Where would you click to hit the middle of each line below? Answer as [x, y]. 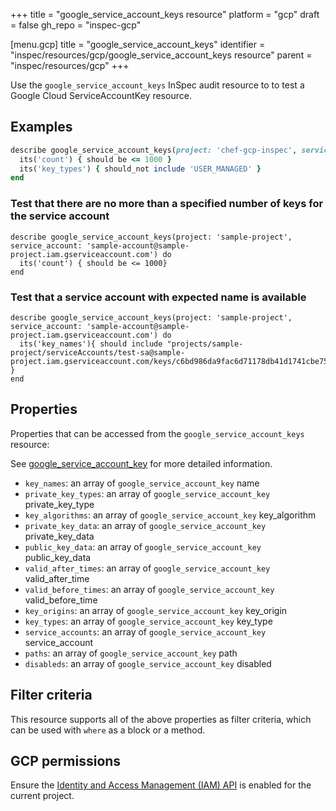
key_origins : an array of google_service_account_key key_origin [156, 610]
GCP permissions [66, 760]
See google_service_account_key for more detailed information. [141, 463]
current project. [42, 796]
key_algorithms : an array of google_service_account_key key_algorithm [170, 515]
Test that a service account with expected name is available [158, 297]
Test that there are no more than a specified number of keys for [167, 204]
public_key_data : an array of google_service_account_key [143, 546]
